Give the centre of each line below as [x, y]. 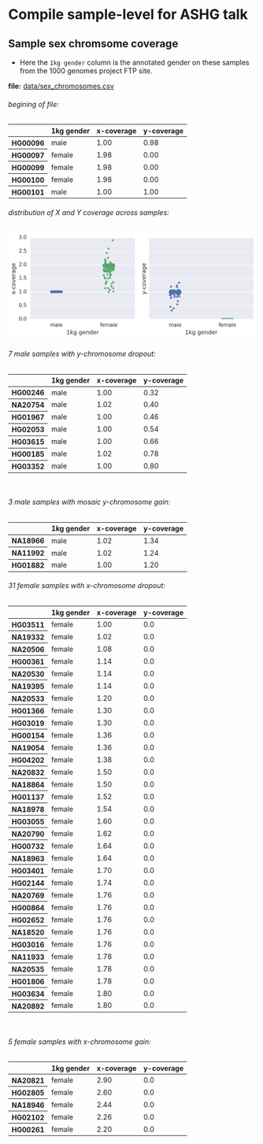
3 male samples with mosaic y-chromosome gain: [89, 502]
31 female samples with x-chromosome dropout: [87, 586]
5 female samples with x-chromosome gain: [80, 1042]
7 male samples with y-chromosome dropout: [82, 354]
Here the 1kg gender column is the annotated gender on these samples [134, 62]
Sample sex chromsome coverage [93, 44]
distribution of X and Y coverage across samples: [89, 212]
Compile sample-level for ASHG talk [128, 15]
